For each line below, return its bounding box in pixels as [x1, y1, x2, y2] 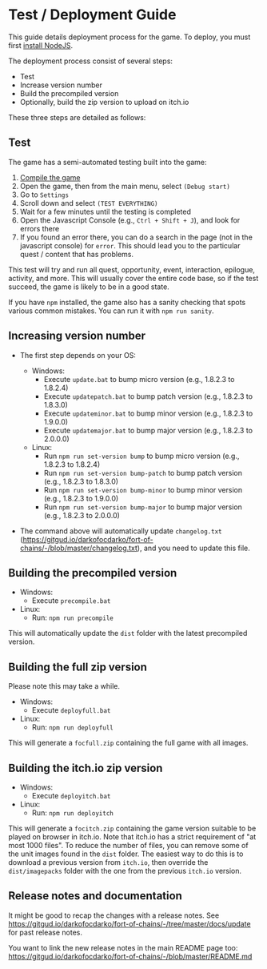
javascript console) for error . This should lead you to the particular [19, 240, 241, 250]
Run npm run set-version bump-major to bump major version [43, 502, 242, 512]
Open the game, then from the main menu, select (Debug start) [19, 181, 230, 191]
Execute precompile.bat [31, 596, 111, 605]
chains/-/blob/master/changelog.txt [19, 543, 138, 553]
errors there [19, 223, 60, 233]
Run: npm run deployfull [31, 722, 114, 732]
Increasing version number [8, 329, 146, 343]
